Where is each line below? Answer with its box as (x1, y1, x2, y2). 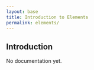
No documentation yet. (6, 58, 62, 65)
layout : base (6, 8, 38, 15)
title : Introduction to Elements (6, 14, 89, 20)
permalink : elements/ (6, 20, 60, 26)
